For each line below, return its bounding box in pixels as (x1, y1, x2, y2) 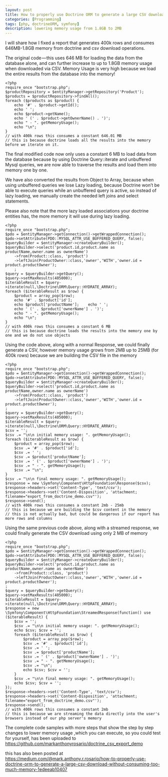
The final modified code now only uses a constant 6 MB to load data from (5, 151, 156, 157)
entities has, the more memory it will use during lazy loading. (5, 213, 130, 219)
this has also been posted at (5, 750, 63, 756)
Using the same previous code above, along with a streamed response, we (5, 525, 159, 531)
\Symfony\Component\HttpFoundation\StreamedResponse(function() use (5, 610, 151, 616)
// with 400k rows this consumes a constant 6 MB (5, 324, 111, 329)
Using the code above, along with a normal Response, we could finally (5, 342, 150, 348)
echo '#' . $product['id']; (14, 298, 72, 303)
